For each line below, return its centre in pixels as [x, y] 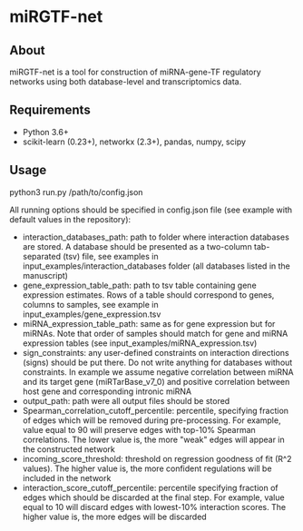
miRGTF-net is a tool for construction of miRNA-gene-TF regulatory [135, 72]
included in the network [67, 477]
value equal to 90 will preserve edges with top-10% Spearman [139, 429]
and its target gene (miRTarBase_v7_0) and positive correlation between [156, 381]
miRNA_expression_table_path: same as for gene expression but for [149, 323]
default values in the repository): [70, 219]
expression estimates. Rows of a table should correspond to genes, [148, 295]
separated [42, 256]
